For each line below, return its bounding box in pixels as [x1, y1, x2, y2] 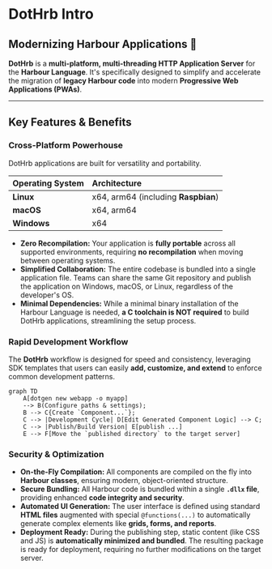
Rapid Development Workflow [8, 336, 129, 347]
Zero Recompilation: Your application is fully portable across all [19, 238, 236, 248]
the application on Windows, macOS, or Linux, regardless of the [19, 281, 233, 291]
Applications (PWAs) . [8, 84, 83, 94]
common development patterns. [8, 371, 116, 381]
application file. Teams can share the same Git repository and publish [19, 272, 252, 282]
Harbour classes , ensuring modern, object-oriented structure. [19, 476, 228, 486]
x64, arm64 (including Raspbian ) [91, 191, 219, 203]
